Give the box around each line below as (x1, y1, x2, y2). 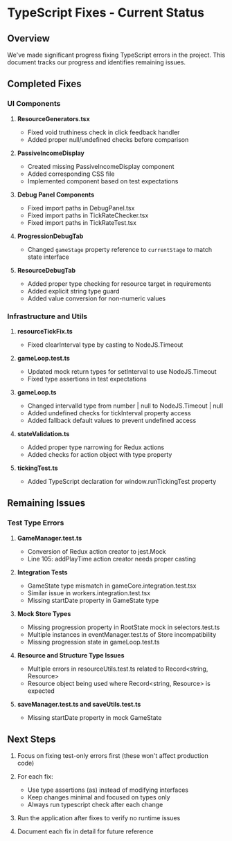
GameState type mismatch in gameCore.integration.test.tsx (27, 581, 197, 590)
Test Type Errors (7, 518, 64, 527)
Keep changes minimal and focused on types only (27, 793, 171, 802)
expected (27, 687, 55, 695)
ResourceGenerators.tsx (17, 114, 90, 123)
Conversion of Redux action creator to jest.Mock (27, 547, 166, 555)
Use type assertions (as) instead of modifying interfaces (27, 786, 189, 794)
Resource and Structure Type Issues (17, 651, 125, 659)
